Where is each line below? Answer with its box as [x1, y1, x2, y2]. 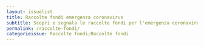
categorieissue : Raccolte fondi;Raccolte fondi [6, 31, 129, 37]
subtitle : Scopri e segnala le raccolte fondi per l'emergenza [6, 20, 170, 26]
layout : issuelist [6, 8, 53, 15]
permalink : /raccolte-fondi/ [6, 25, 80, 32]
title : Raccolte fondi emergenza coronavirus [6, 14, 123, 20]
